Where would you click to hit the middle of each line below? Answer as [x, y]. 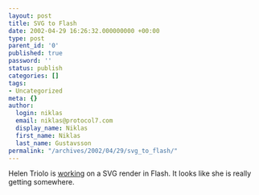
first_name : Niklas [48, 135]
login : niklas [39, 114]
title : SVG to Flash [43, 23]
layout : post [30, 16]
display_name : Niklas [52, 128]
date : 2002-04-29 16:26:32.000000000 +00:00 [84, 31]
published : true [35, 53]
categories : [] [34, 76]
